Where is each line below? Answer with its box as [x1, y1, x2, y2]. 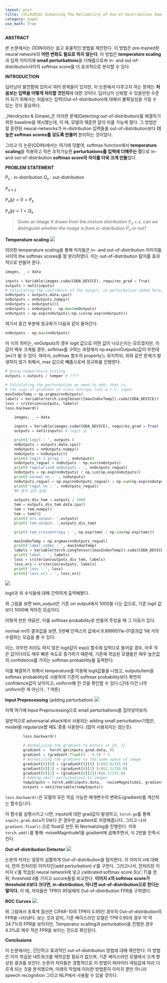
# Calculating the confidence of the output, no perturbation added [5, 288, 150, 293]
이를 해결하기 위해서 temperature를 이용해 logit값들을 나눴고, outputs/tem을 [5, 667, 154, 674]
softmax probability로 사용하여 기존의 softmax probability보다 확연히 [5, 674, 141, 680]
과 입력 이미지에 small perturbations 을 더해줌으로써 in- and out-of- [5, 58, 140, 64]
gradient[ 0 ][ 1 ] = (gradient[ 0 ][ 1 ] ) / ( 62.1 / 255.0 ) [23, 766, 128, 771]
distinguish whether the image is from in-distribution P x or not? [17, 225, 147, 233]
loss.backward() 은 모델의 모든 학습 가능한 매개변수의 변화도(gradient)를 [5, 794, 147, 801]
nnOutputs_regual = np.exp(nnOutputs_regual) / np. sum [14, 479, 130, 484]
